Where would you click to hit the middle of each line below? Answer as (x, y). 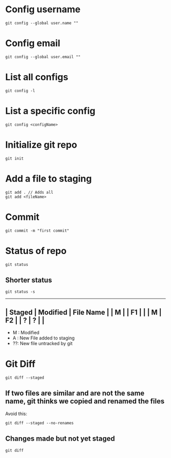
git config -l (20, 90)
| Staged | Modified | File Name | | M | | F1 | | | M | (83, 312)
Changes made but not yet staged (60, 439)
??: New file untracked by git (42, 343)
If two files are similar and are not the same (75, 393)
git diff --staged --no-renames (39, 423)
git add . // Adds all (29, 192)
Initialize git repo (41, 145)
